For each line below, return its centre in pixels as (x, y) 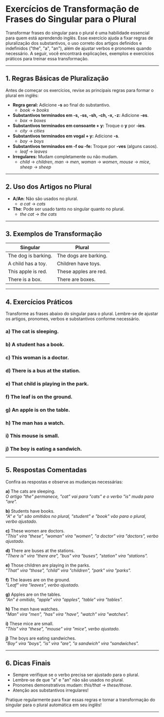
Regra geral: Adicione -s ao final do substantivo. (61, 105)
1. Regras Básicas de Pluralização (57, 79)
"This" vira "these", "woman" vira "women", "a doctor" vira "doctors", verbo (82, 536)
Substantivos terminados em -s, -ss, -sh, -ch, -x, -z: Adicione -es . (81, 115)
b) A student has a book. (35, 345)
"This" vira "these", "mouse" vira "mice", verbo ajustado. (63, 628)
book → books (34, 110)
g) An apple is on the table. (38, 410)
